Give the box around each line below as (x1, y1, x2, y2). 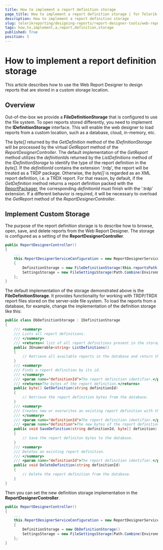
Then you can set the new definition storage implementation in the (5, 490, 138, 495)
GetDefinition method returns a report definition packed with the (5, 180, 133, 186)
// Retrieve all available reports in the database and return (22, 354, 153, 359)
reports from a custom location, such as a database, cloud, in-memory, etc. (5, 130, 156, 135)
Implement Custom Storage (5, 210, 90, 218)
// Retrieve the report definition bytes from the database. (22, 395, 149, 400)
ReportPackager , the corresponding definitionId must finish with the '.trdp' (5, 186, 153, 191)
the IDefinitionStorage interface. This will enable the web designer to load (5, 124, 154, 130)
